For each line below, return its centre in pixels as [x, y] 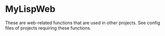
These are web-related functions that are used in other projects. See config [83, 23]
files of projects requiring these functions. [48, 28]
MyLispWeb [30, 9]
